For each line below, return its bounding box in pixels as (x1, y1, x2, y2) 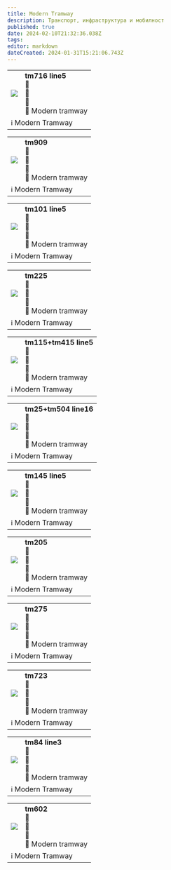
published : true (7, 23, 55, 30)
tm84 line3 (25, 737, 62, 747)
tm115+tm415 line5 (25, 337, 94, 347)
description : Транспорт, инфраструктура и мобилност (7, 17, 165, 24)
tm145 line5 (25, 471, 67, 481)
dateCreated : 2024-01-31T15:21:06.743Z (7, 50, 124, 57)
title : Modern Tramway (7, 10, 74, 18)
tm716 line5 (25, 71, 67, 81)
